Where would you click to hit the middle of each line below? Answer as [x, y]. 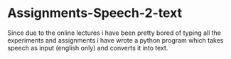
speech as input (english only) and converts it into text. [88, 48]
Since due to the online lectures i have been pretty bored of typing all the [114, 33]
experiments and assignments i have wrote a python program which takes [116, 40]
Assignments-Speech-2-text [95, 13]
